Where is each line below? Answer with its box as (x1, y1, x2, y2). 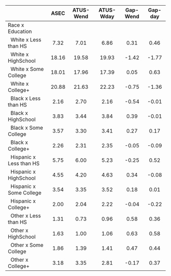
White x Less (10, 36, 42, 43)
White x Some (10, 66, 44, 72)
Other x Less (10, 212, 41, 219)
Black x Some (10, 124, 43, 131)
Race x (8, 21, 24, 29)
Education (8, 28, 32, 35)
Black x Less (10, 95, 41, 102)
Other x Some (10, 242, 44, 248)
